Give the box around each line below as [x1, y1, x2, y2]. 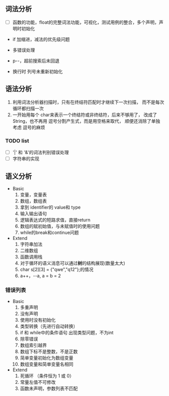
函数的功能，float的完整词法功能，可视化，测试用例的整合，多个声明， [12, 19, 159, 25]
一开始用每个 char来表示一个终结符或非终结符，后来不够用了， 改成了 [12, 112, 157, 118]
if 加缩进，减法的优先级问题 [12, 36, 70, 42]
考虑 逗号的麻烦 [12, 124, 45, 130]
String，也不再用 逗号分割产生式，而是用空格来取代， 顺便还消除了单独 [12, 118, 160, 124]
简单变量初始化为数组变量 [20, 355, 74, 361]
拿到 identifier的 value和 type [20, 204, 81, 210]
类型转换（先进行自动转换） [20, 323, 78, 329]
